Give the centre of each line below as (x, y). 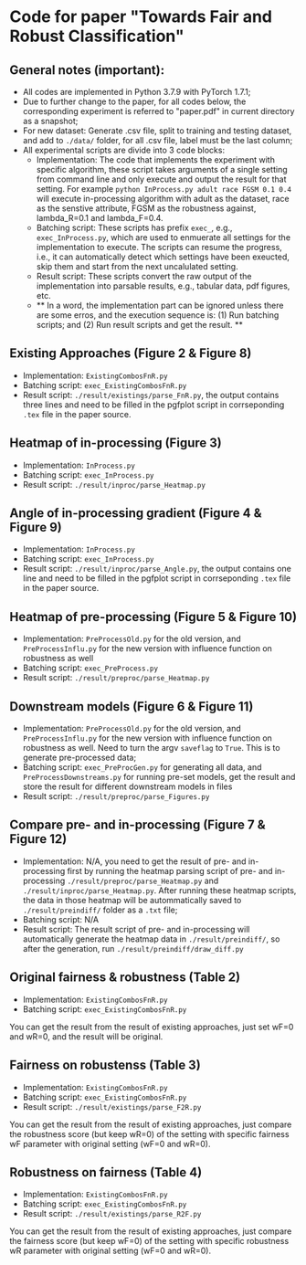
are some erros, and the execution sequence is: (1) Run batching (158, 315)
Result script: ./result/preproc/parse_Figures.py (116, 796)
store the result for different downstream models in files (127, 786)
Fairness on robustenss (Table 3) (105, 1065)
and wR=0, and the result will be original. (86, 1036)
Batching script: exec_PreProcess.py (90, 668)
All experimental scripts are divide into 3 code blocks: (124, 150)
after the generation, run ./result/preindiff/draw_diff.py (133, 948)
